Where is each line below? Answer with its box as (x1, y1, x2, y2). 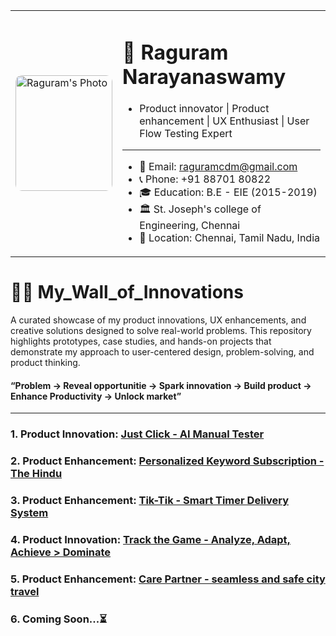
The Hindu (10, 467, 63, 481)
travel (10, 584, 40, 598)
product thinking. (10, 357, 81, 369)
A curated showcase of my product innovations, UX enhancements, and (10, 314, 307, 326)
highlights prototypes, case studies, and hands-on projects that (10, 335, 272, 348)
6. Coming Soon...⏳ (10, 612, 108, 626)
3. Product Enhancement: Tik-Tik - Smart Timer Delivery (10, 494, 290, 508)
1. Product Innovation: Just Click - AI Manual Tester (10, 427, 265, 441)
